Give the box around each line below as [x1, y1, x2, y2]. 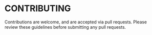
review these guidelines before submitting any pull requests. [4, 24, 126, 30]
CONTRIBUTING [4, 3, 71, 14]
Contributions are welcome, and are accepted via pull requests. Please [4, 19, 147, 25]
